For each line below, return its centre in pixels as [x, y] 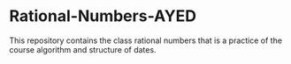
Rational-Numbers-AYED [103, 16]
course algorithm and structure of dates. [83, 49]
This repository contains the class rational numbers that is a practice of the [146, 40]
